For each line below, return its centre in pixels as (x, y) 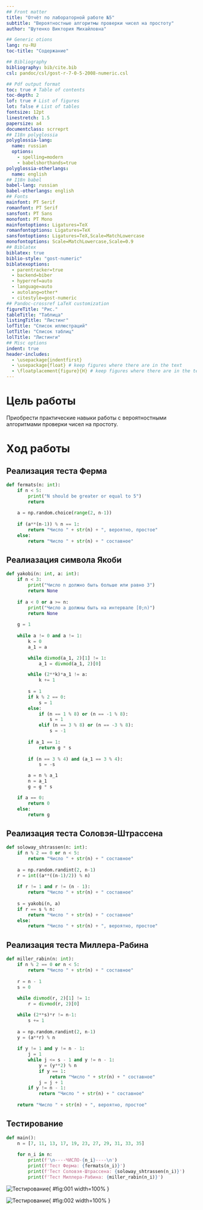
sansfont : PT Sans (29, 213)
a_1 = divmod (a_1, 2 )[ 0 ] (70, 663)
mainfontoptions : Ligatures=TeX (47, 225)
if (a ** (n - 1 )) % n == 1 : (48, 524)
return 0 (39, 803)
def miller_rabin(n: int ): (40, 959)
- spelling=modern (40, 157)
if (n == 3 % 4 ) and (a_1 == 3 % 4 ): (76, 759)
